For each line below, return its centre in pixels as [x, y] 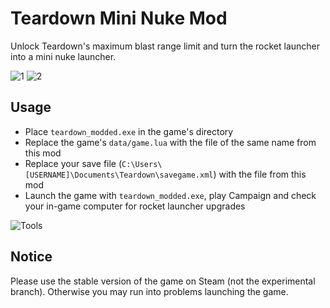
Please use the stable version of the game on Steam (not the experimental [163, 281]
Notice [31, 257]
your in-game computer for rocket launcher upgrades [135, 206]
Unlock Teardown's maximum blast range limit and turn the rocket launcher [165, 46]
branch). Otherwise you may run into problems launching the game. [149, 291]
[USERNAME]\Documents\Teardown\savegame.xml [119, 175]
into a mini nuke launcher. [63, 56]
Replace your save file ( [73, 163]
